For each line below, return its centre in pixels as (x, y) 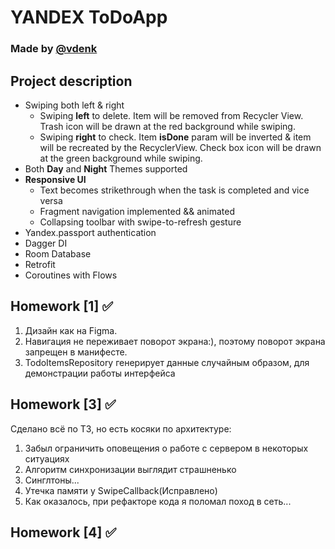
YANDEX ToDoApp (89, 17)
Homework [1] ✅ (62, 306)
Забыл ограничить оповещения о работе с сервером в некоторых (166, 448)
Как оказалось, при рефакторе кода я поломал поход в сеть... (158, 501)
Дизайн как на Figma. (71, 330)
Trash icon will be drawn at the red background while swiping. (167, 126)
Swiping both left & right (74, 105)
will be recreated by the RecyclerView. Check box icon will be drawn (180, 147)
